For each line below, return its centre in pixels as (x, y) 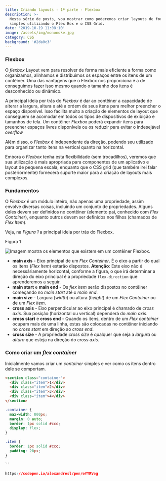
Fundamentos (22, 190)
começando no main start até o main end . (55, 292)
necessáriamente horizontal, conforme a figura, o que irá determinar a (84, 271)
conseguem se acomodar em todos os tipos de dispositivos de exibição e (80, 116)
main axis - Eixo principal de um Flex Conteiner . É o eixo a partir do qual (86, 261)
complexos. (17, 178)
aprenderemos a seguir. (36, 282)
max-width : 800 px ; (29, 414)
